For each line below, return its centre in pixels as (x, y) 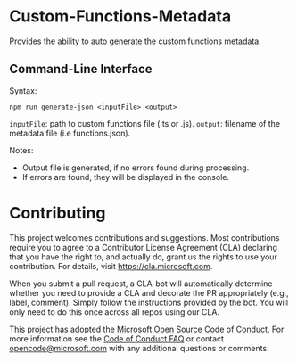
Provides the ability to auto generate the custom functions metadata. (135, 41)
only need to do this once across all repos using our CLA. (115, 312)
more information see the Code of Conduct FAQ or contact (117, 338)
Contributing (58, 213)
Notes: (21, 150)
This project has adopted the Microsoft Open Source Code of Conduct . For (147, 329)
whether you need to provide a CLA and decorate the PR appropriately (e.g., (149, 292)
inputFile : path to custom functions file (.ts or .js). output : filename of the (145, 123)
